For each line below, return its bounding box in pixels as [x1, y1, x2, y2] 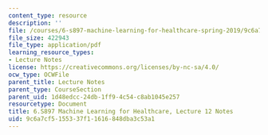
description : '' [8, 19, 62, 27]
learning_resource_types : [8, 48, 94, 56]
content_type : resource [8, 11, 88, 20]
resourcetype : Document [8, 100, 88, 108]
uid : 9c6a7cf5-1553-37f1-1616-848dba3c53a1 [8, 115, 156, 123]
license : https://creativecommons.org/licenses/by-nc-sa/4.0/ [8, 64, 219, 71]
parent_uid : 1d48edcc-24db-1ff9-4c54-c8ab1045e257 [8, 93, 180, 101]
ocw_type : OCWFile [8, 71, 69, 79]
